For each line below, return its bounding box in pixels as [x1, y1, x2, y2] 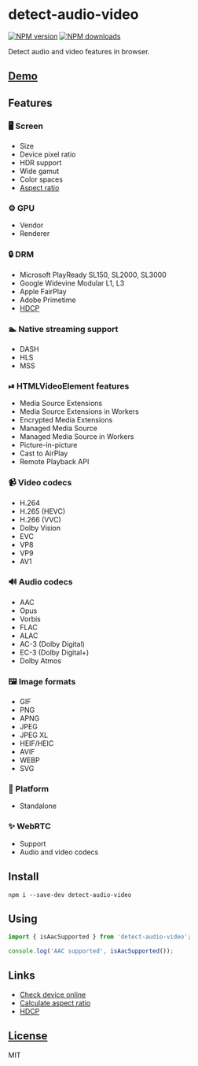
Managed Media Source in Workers [19, 432, 134, 441]
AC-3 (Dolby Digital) [19, 639, 85, 648]
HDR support [19, 158, 62, 168]
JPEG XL [19, 730, 49, 740]
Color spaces [19, 175, 63, 184]
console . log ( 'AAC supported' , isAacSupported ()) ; [8, 947, 174, 955]
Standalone [19, 801, 57, 811]
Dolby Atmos [19, 655, 61, 666]
